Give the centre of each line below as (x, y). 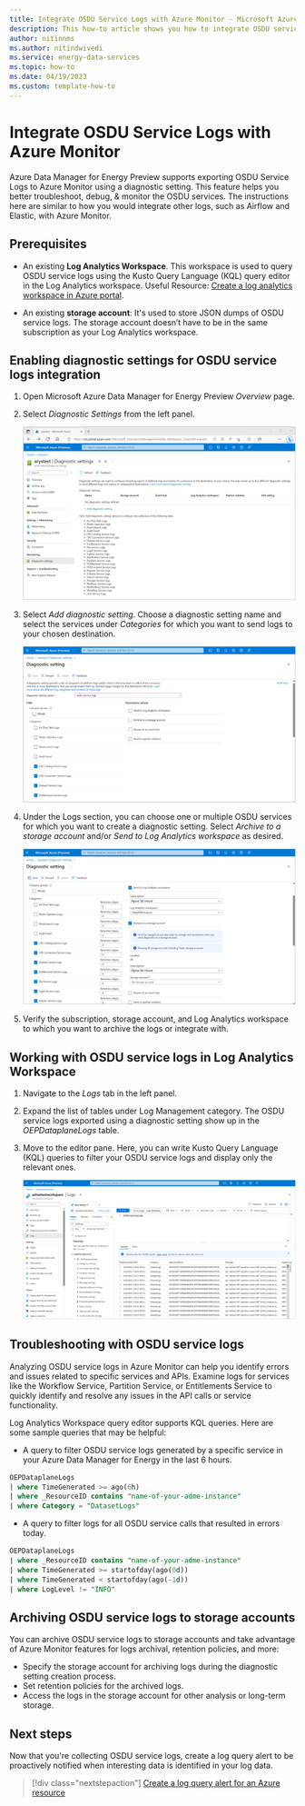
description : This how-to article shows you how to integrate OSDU (140, 29)
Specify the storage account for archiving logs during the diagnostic (150, 1667)
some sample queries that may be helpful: (88, 1432)
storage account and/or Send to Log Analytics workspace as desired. (153, 835)
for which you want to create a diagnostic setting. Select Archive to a (152, 826)
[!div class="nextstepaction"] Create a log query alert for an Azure (156, 1783)
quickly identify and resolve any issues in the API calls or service (131, 1395)
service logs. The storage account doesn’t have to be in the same (145, 322)
